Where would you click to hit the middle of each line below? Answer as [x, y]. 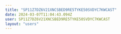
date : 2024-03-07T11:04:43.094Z [39, 14]
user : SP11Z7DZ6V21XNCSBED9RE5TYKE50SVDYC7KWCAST [58, 19]
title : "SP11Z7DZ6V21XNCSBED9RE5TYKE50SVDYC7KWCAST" [61, 10]
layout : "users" [22, 24]
